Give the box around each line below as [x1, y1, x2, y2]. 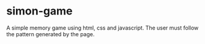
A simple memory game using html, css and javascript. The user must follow [6, 24, 199, 31]
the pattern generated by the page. [6, 30, 95, 37]
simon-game [6, 4, 73, 18]
